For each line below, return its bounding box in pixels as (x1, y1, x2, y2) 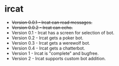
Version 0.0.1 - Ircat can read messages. (11, 19, 93, 25)
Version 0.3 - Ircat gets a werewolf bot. (11, 40, 91, 46)
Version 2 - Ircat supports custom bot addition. (11, 55, 106, 61)
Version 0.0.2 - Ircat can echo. (11, 24, 73, 30)
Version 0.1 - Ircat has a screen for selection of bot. (11, 30, 115, 35)
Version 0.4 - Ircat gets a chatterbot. (11, 45, 85, 51)
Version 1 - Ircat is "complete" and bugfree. (11, 50, 99, 56)
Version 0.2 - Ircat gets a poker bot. (11, 35, 83, 41)
